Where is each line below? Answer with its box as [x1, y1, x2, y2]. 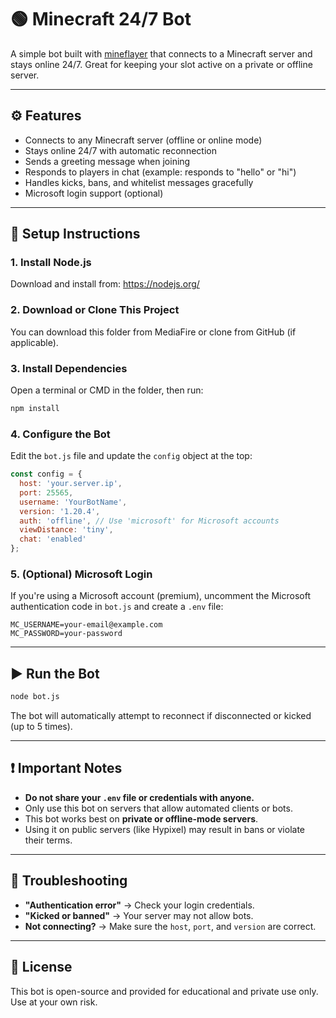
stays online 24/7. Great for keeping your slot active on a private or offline [10, 58, 313, 70]
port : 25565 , [19, 487, 74, 498]
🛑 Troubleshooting [10, 872, 128, 890]
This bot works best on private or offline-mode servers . [24, 812, 259, 825]
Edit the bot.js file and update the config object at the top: [10, 450, 253, 462]
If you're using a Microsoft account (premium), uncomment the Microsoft [10, 590, 311, 602]
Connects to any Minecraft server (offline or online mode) [24, 134, 263, 146]
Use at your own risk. [10, 996, 98, 1008]
